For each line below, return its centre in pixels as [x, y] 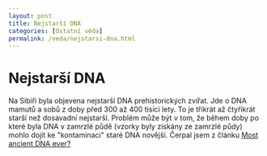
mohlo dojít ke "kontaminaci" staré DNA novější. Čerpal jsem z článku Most [133, 135]
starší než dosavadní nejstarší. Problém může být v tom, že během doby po [134, 118]
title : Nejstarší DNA [45, 23]
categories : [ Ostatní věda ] [56, 31]
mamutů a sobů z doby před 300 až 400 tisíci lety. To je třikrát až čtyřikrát [132, 109]
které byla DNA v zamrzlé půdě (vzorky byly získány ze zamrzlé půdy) [125, 127]
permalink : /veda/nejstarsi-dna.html [72, 38]
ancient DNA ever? [40, 144]
